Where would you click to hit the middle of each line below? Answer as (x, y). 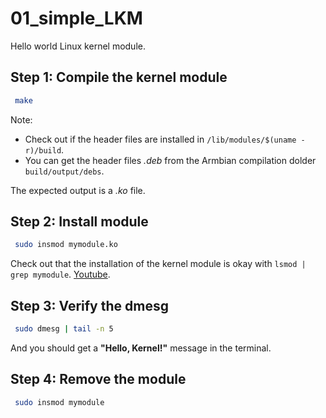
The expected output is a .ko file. (78, 190)
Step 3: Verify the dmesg (89, 305)
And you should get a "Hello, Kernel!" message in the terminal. (141, 348)
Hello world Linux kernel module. (78, 46)
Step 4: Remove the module (98, 379)
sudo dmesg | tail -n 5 (64, 329)
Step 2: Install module (79, 222)
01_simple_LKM (76, 18)
